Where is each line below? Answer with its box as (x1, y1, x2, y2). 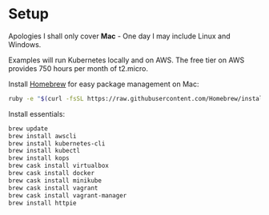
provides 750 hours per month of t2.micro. (8, 63, 148, 73)
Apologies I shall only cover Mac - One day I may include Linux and (8, 31, 231, 41)
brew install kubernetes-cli (8, 139, 106, 148)
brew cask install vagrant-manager (8, 191, 127, 200)
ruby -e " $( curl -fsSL (8, 94, 84, 102)
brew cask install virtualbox (8, 161, 110, 170)
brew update (8, 125, 48, 133)
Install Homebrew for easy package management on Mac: (8, 79, 199, 89)
